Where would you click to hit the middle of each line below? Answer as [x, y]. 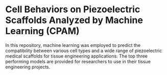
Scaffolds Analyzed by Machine [74, 20]
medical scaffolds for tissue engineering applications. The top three [77, 56]
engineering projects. [28, 67]
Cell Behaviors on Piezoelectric [73, 9]
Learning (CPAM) [43, 31]
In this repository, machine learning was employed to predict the [73, 45]
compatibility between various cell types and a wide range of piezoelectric [84, 51]
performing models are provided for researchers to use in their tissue [78, 61]
